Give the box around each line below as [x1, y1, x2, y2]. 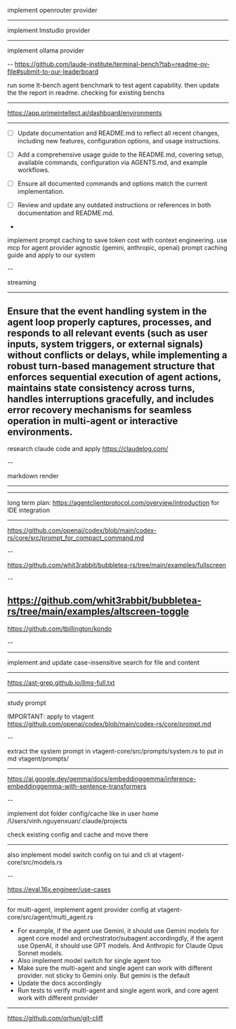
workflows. [17, 166, 51, 174]
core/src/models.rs [7, 858, 63, 866]
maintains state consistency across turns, [7, 382, 195, 394]
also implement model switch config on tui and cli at [7, 850, 158, 859]
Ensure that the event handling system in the [7, 305, 207, 317]
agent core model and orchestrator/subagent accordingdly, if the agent [17, 933, 223, 942]
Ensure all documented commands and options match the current [17, 179, 207, 188]
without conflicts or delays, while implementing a [7, 349, 228, 361]
